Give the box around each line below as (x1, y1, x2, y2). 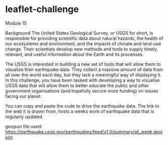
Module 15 (5, 20, 27, 26)
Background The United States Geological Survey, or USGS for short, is (5, 30, 153, 36)
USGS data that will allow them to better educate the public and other (5, 82, 149, 89)
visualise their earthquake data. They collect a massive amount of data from (5, 66, 163, 72)
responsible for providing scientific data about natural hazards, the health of (5, 35, 163, 41)
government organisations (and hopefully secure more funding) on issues (5, 88, 158, 94)
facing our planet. (5, 93, 42, 99)
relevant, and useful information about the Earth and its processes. (5, 51, 144, 57)
